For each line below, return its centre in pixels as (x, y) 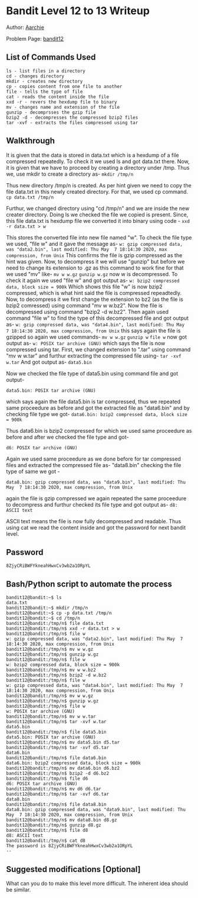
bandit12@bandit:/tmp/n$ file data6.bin (57, 758)
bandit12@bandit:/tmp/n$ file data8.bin (57, 805)
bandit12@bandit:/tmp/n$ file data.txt (55, 624)
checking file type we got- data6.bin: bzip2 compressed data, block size (97, 414)
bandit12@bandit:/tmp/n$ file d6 (47, 779)
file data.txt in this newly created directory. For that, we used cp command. (97, 192)
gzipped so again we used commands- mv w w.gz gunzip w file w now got (97, 337)
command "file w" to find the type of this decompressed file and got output (98, 318)
